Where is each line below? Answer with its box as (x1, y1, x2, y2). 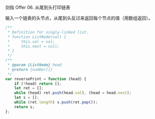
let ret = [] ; (14, 86, 44, 91)
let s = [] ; (14, 95, 39, 100)
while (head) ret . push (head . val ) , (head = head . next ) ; (14, 90, 132, 95)
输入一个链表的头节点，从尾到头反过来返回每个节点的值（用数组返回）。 (5, 15, 153, 21)
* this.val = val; (7, 39, 55, 44)
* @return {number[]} (7, 67, 53, 72)
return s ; (14, 104, 35, 109)
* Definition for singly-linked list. (7, 30, 89, 35)
